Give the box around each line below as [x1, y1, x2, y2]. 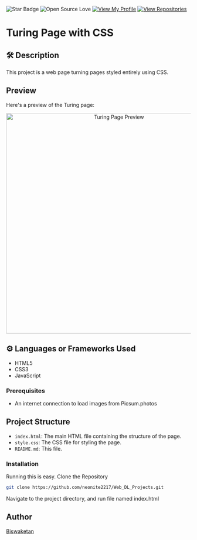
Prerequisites [6, 387, 45, 395]
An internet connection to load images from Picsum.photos [14, 400, 157, 407]
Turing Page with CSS [6, 26, 114, 39]
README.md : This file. [14, 445, 63, 452]
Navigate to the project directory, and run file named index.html [6, 495, 159, 502]
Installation [6, 459, 39, 468]
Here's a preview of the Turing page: [6, 101, 95, 108]
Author [6, 512, 32, 522]
